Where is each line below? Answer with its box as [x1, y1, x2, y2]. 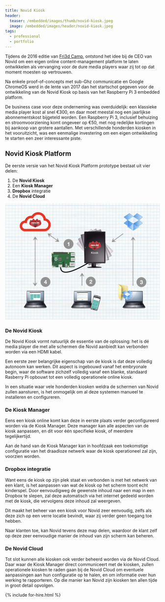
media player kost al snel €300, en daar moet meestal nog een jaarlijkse [5, 109, 151, 115]
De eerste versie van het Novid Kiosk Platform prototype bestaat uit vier [5, 163, 151, 169]
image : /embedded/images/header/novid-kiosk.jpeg [9, 24, 113, 29]
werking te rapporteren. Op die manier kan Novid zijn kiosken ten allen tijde [5, 577, 158, 583]
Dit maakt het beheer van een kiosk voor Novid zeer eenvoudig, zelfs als [5, 507, 152, 513]
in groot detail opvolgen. [5, 582, 55, 588]
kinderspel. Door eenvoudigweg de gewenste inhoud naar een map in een [5, 487, 155, 493]
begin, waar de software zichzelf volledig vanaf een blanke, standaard [5, 369, 147, 375]
